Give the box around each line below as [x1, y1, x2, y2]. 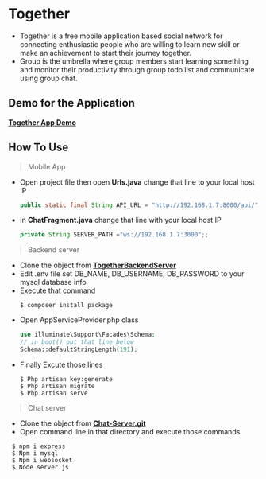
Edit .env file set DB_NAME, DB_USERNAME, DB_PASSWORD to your [19, 269, 245, 278]
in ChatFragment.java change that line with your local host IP [19, 216, 222, 225]
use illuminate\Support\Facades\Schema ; [19, 331, 156, 339]
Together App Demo [8, 117, 77, 127]
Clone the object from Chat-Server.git [19, 419, 146, 428]
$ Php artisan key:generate [19, 375, 113, 383]
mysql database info [19, 278, 87, 287]
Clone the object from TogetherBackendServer [19, 260, 177, 271]
